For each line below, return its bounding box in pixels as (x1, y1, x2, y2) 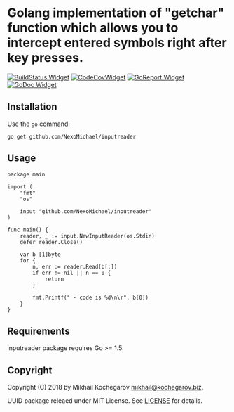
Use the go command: (7, 120, 70, 128)
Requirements (7, 325, 70, 337)
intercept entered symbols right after (7, 35, 227, 51)
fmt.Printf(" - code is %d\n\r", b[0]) (32, 294, 149, 301)
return (44, 276, 64, 283)
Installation (7, 101, 57, 113)
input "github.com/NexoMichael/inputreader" (20, 207, 152, 215)
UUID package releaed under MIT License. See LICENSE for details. (7, 397, 203, 405)
